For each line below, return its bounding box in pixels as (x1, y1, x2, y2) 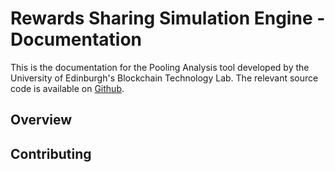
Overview (10, 112, 73, 129)
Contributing (10, 145, 92, 162)
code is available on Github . (10, 82, 125, 94)
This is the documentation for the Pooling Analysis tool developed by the (10, 61, 310, 73)
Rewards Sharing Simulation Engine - (10, 7, 326, 30)
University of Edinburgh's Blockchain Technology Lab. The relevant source (10, 72, 319, 84)
